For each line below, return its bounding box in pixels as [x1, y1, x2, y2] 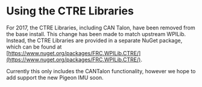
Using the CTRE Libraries [6, 4, 134, 18]
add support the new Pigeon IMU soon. [6, 74, 104, 81]
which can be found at [6, 43, 62, 50]
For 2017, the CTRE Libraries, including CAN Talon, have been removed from [6, 24, 195, 31]
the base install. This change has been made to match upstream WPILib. [6, 30, 186, 37]
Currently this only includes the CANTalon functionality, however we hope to [6, 67, 196, 74]
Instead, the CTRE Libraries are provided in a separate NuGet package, [6, 37, 183, 44]
